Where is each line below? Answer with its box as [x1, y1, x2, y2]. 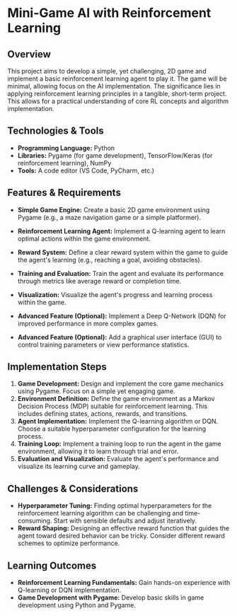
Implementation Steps [7, 361, 108, 373]
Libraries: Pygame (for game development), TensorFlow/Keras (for [17, 151, 213, 160]
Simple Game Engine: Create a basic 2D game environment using [17, 205, 210, 214]
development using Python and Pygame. [17, 601, 137, 610]
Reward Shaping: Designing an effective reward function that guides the [17, 524, 230, 533]
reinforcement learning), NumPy [17, 158, 112, 167]
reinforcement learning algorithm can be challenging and [17, 509, 184, 518]
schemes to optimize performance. [17, 539, 120, 547]
